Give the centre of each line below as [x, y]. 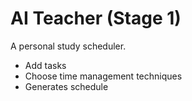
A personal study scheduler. [68, 46]
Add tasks [45, 65]
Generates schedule [66, 86]
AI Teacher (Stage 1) [96, 18]
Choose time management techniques [103, 76]
